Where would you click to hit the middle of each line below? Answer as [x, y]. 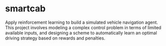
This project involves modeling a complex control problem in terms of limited [83, 27]
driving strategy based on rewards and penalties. [55, 38]
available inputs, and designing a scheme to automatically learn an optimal [81, 33]
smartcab [26, 9]
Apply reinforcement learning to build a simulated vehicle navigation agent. [82, 22]
